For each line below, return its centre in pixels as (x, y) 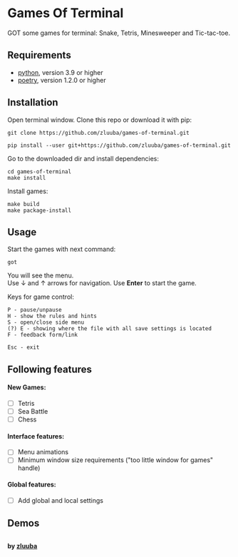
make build (24, 204)
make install (27, 178)
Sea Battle (33, 412)
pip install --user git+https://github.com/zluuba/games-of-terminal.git (119, 145)
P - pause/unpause (35, 310)
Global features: (32, 485)
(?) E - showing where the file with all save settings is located (110, 329)
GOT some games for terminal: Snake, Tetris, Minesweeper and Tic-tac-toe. (119, 33)
